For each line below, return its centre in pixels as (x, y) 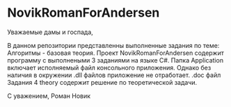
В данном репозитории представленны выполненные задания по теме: (113, 45)
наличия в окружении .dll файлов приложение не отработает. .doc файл (114, 75)
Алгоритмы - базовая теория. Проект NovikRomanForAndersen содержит (115, 53)
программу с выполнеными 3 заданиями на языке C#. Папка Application (115, 60)
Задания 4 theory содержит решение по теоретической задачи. (102, 82)
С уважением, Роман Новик (49, 96)
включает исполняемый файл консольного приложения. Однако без (109, 67)
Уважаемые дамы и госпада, (50, 32)
